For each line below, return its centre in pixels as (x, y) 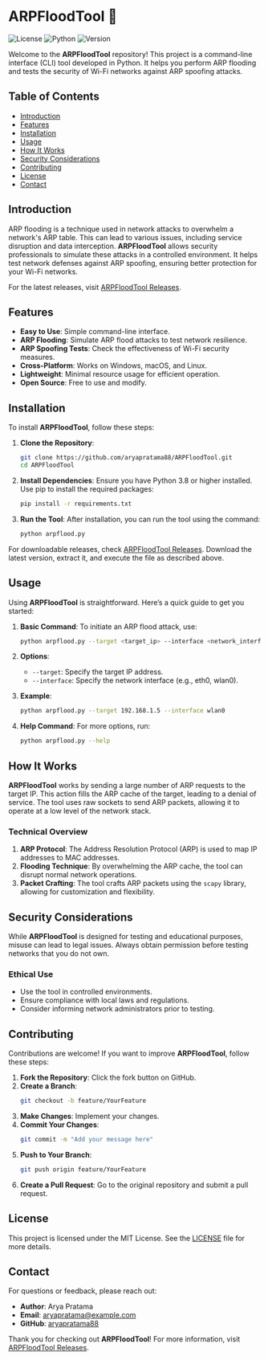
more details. (30, 1246)
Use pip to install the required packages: (87, 488)
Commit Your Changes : (59, 1125)
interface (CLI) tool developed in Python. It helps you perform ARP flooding (132, 63)
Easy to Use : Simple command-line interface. (95, 332)
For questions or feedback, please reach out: (83, 1291)
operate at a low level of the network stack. (80, 811)
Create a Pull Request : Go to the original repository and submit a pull (134, 1185)
